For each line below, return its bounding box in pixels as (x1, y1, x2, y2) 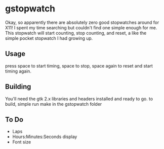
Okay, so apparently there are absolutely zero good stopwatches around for (5, 19, 160, 25)
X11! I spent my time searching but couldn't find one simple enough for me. (5, 24, 157, 30)
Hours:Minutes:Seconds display (12, 134, 78, 140)
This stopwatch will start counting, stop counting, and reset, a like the (5, 30, 147, 36)
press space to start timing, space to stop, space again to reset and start (5, 63, 153, 69)
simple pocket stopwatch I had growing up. (5, 35, 93, 41)
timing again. (5, 68, 32, 74)
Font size (12, 139, 31, 145)
